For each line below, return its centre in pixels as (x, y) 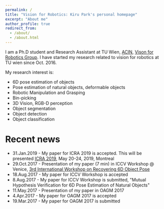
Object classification (33, 119)
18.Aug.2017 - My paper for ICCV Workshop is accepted (70, 174)
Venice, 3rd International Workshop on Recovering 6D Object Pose (81, 169)
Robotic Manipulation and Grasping (49, 92)
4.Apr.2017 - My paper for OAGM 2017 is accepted (64, 195)
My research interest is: (29, 72)
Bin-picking (24, 97)
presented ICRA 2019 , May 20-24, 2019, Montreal (63, 158)
